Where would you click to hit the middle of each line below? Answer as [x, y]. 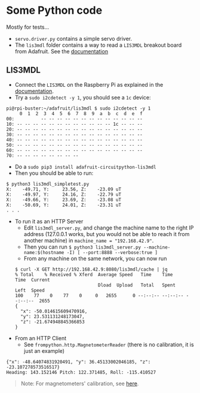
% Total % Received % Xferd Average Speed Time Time [94, 274]
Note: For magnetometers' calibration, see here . [80, 383]
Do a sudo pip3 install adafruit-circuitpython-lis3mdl [85, 167]
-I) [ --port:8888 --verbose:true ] [112, 252]
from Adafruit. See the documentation [61, 51]
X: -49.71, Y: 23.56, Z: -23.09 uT [64, 189]
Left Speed [30, 290]
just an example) [44, 350]
